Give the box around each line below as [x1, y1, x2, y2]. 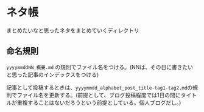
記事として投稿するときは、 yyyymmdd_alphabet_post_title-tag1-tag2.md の [6, 84, 193, 91]
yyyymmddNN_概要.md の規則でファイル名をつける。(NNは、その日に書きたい [6, 63, 194, 70]
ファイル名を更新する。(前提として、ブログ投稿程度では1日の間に [16, 91, 181, 99]
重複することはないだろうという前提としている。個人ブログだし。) [16, 99, 181, 106]
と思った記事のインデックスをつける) [6, 71, 99, 78]
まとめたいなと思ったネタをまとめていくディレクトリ [6, 27, 140, 34]
